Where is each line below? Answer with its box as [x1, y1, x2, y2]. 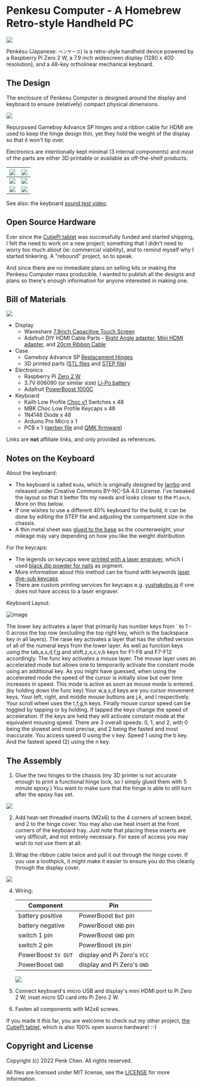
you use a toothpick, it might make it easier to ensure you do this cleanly [14, 858, 195, 864]
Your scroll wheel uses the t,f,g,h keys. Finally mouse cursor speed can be [6, 700, 191, 707]
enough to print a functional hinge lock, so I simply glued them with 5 [14, 778, 187, 785]
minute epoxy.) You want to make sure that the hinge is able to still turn [14, 785, 192, 791]
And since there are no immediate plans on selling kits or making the [6, 264, 176, 271]
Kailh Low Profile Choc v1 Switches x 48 [24, 399, 124, 406]
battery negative [17, 921, 65, 930]
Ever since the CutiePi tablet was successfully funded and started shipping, [6, 233, 194, 240]
